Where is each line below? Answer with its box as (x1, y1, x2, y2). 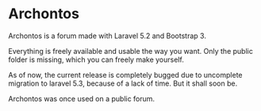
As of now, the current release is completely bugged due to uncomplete (8, 70, 243, 79)
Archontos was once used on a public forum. (8, 94, 155, 103)
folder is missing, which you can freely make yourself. (8, 55, 184, 64)
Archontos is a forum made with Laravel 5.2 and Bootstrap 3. (8, 31, 206, 40)
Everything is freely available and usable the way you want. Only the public (8, 46, 254, 55)
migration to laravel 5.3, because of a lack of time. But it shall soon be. (8, 78, 238, 88)
